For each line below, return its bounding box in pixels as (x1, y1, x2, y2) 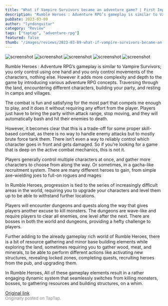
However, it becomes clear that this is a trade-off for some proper (5, 125, 141, 131)
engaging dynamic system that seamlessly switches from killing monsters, (5, 275, 158, 281)
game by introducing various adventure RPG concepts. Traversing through (5, 79, 158, 85)
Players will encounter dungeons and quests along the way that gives (5, 202, 148, 208)
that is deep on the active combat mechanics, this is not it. (5, 146, 125, 153)
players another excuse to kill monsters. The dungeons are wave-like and (5, 207, 156, 213)
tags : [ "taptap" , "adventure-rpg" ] (5, 31, 79, 36)
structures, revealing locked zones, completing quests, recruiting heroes (5, 254, 154, 260)
